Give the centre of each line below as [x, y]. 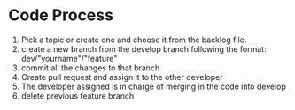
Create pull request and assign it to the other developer [122, 77]
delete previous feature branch [78, 95]
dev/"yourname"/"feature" [69, 58]
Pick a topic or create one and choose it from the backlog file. [134, 40]
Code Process [61, 15]
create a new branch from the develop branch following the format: [144, 48]
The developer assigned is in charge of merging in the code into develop [154, 86]
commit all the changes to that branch [90, 68]
